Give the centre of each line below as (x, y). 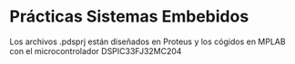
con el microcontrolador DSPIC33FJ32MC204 (96, 50)
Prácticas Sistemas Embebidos (129, 17)
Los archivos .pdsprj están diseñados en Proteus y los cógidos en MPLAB (147, 41)
